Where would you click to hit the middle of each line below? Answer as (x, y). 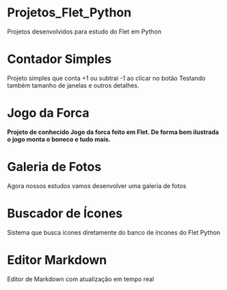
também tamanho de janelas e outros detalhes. (73, 85)
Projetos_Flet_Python (69, 13)
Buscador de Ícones (65, 213)
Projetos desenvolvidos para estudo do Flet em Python (84, 31)
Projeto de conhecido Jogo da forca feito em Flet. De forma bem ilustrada (113, 132)
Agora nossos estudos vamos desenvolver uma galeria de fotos (97, 185)
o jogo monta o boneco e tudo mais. (59, 139)
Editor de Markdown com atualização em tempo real (81, 279)
